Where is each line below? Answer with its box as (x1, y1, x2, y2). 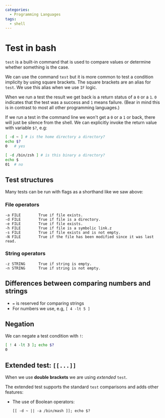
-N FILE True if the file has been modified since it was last (5, 234, 154, 239)
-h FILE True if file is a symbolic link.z (5, 226, 112, 231)
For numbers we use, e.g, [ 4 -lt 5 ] (12, 305, 90, 311)
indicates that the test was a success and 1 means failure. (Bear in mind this (5, 99, 160, 105)
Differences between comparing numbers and (5, 279, 151, 288)
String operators (5, 250, 46, 257)
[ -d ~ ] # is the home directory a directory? (5, 135, 106, 140)
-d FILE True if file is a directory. (5, 217, 101, 222)
